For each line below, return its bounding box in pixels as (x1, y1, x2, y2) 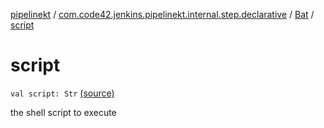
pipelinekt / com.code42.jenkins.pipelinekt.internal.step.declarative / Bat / (10, 9, 315, 20)
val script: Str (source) (10, 87, 115, 99)
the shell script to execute (10, 106, 117, 118)
